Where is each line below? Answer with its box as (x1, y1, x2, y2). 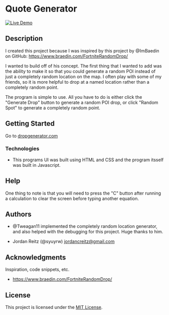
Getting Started (5, 119, 55, 128)
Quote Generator (5, 3, 77, 15)
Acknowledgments (5, 253, 67, 262)
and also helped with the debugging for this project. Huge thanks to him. (12, 229, 163, 235)
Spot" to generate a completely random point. (5, 104, 100, 111)
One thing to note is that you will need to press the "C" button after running (5, 190, 161, 196)
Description (5, 34, 43, 43)
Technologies (5, 145, 39, 152)
